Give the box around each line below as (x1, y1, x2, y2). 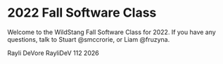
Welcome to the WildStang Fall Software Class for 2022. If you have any (7, 28, 216, 36)
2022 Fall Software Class (7, 5, 157, 21)
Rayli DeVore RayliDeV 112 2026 (7, 49, 100, 57)
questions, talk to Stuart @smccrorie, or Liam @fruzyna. (7, 35, 170, 43)
